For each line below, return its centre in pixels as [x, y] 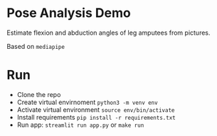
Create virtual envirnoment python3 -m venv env [87, 102]
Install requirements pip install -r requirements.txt [96, 117]
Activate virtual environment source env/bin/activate [96, 109]
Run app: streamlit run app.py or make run [80, 125]
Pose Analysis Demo [69, 13]
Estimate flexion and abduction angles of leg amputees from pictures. [108, 33]
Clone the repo [39, 94]
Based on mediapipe [36, 46]
